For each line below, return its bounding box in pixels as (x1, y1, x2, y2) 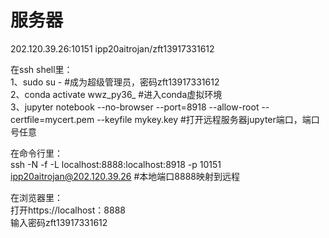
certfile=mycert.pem (10, 113, 95, 125)
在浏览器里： (10, 191, 63, 203)
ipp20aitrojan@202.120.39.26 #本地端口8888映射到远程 (10, 170, 240, 182)
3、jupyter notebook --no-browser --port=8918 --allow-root (10, 101, 260, 113)
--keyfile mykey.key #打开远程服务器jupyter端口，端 (96, 113, 312, 125)
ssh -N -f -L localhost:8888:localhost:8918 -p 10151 (10, 158, 222, 170)
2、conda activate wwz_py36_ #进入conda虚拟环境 (10, 88, 223, 100)
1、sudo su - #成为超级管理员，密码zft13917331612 (10, 76, 220, 88)
